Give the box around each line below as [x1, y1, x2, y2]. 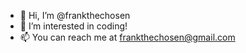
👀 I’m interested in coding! [19, 20, 128, 32]
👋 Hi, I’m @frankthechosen [19, 10, 131, 21]
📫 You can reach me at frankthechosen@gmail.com [19, 31, 236, 43]
